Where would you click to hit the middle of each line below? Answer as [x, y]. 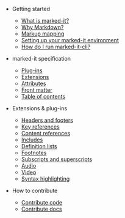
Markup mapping [43, 34]
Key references [40, 127]
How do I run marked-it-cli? [56, 47]
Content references [46, 133]
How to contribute [35, 190]
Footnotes [34, 153]
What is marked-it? [45, 21]
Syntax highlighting [45, 179]
